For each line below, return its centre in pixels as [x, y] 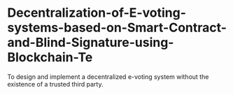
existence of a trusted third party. [55, 84]
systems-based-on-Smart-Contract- [117, 28]
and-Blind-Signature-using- [91, 43]
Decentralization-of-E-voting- [97, 13]
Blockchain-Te [50, 58]
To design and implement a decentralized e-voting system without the [108, 76]
